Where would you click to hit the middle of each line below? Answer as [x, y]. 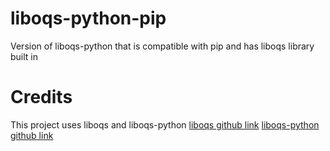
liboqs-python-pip [88, 18]
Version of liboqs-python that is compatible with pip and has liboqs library [162, 46]
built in [24, 56]
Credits [41, 97]
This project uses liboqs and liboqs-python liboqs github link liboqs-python [165, 124]
